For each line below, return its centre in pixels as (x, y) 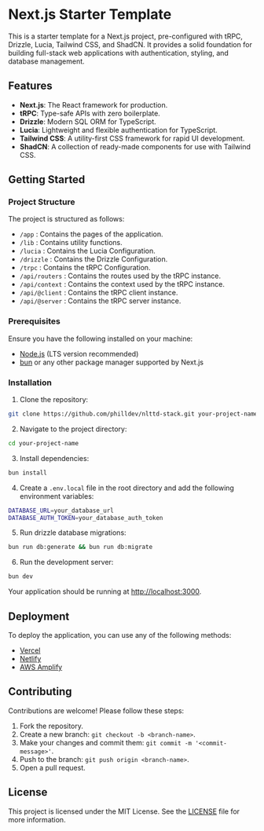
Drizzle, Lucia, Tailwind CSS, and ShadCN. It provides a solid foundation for (130, 44)
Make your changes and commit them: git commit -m (106, 742)
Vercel (30, 650)
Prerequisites (34, 321)
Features (30, 86)
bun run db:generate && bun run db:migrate (81, 547)
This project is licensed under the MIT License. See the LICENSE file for (124, 811)
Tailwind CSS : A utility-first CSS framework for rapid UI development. (132, 138)
